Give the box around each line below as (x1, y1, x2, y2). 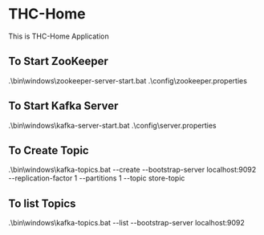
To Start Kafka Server (8, 99, 119, 113)
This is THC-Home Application (8, 31, 110, 41)
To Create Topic (8, 144, 90, 157)
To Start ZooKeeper (8, 55, 108, 68)
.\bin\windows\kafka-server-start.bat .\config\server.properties (8, 120, 217, 130)
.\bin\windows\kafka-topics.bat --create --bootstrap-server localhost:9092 (8, 165, 257, 175)
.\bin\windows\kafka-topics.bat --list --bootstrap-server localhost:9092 (8, 218, 245, 228)
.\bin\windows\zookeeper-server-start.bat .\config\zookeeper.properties (8, 75, 247, 85)
